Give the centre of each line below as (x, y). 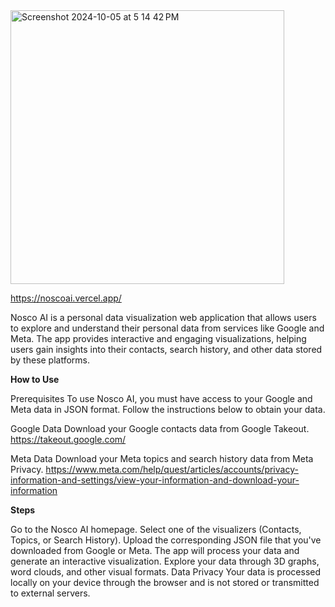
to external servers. (50, 593)
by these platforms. (50, 360)
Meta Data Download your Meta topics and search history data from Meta (162, 458)
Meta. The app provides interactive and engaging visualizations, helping (158, 338)
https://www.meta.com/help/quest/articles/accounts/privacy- (172, 469)
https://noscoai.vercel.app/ (66, 298)
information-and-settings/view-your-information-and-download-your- (155, 480)
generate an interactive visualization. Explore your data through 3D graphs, (165, 561)
